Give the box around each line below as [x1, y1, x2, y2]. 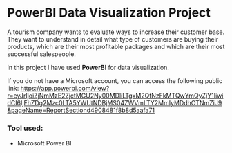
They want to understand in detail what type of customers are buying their [7, 35, 219, 43]
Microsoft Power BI [17, 139, 72, 147]
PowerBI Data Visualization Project [7, 5, 211, 21]
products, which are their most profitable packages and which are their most [7, 42, 225, 51]
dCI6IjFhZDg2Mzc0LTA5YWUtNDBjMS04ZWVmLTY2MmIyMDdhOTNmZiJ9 [7, 98, 222, 107]
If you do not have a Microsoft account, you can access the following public [7, 76, 223, 84]
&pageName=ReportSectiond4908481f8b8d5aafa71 [7, 106, 155, 114]
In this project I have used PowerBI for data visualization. [7, 63, 169, 71]
